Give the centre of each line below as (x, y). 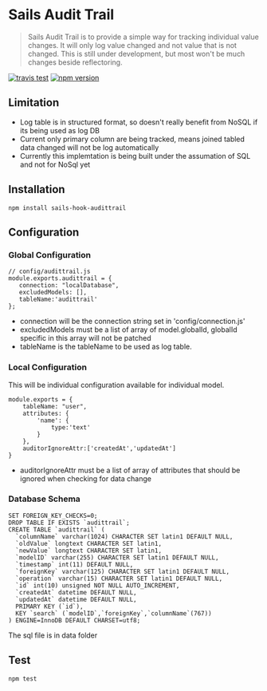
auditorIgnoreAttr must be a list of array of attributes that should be (130, 470)
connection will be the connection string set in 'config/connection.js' (132, 322)
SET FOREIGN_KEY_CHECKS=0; (53, 515)
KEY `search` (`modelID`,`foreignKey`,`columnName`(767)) (114, 613)
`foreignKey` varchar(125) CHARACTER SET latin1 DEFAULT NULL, (122, 571)
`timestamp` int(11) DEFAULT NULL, (75, 564)
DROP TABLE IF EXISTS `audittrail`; (69, 523)
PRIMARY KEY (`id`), (49, 606)
